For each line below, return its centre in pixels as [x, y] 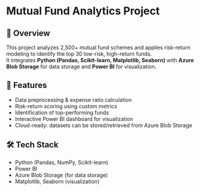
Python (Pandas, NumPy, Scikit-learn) [62, 162]
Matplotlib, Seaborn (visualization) [57, 181]
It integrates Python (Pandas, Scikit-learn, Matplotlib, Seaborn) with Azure [100, 60]
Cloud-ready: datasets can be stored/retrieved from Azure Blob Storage [104, 125]
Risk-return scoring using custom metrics [66, 106]
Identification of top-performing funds [62, 113]
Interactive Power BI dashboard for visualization [74, 119]
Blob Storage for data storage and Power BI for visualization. [81, 66]
